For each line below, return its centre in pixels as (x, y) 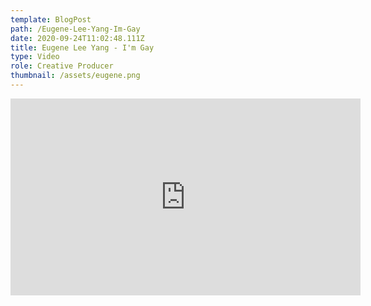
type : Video (35, 57)
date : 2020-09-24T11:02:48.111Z (77, 38)
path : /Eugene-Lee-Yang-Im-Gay (75, 29)
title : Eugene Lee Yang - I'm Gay (82, 47)
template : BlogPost (51, 19)
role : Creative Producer (62, 66)
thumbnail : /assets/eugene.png (75, 76)
